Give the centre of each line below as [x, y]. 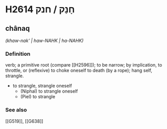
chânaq [18, 28]
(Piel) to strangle [38, 97]
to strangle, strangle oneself [42, 86]
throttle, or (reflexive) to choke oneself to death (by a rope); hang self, [79, 71]
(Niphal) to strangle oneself [49, 91]
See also [16, 110]
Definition [18, 54]
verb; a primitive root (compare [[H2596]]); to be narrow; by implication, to [84, 65]
